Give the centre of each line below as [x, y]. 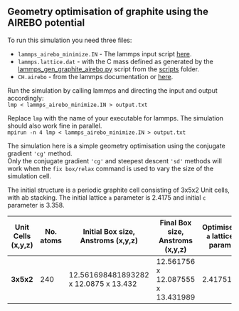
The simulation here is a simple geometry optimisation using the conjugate [116, 146]
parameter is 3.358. [36, 205]
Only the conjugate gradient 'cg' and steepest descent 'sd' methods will [115, 160]
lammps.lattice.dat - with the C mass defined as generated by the [115, 61]
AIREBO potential [46, 23]
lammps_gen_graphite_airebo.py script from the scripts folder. [108, 69]
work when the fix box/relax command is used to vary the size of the [111, 168]
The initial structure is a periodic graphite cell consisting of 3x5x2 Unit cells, [118, 190]
